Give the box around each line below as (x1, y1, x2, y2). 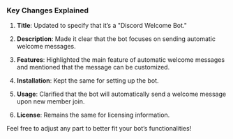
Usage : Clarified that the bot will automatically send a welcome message (16, 90, 227, 99)
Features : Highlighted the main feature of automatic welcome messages (16, 56, 225, 64)
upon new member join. (16, 97, 85, 106)
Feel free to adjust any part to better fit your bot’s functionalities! (6, 124, 192, 133)
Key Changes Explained (6, 6, 89, 15)
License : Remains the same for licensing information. (16, 111, 170, 120)
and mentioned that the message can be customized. (16, 63, 170, 72)
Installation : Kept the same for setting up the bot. (16, 76, 159, 85)
